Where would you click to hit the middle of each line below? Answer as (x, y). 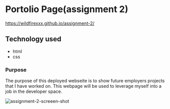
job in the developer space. (34, 91)
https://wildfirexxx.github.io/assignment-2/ (50, 23)
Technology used (33, 39)
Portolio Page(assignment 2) (67, 9)
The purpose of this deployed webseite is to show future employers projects (85, 81)
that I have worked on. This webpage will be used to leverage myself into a (83, 86)
